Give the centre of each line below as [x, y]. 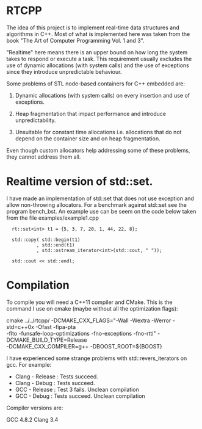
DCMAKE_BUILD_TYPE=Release [47, 340]
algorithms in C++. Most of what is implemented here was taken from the [98, 34]
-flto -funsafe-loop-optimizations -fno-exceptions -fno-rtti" [81, 333]
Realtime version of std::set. [80, 182]
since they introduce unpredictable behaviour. [64, 71]
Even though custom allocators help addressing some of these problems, [98, 150]
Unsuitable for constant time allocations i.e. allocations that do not [98, 132]
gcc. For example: [29, 364]
